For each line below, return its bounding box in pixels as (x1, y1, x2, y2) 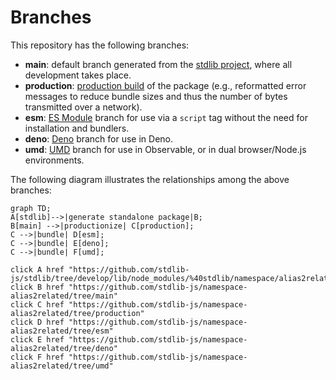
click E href (10, 334, 65, 345)
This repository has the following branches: (10, 39, 190, 51)
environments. (24, 154, 85, 166)
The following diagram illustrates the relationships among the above (10, 173, 290, 185)
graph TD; (10, 203, 52, 213)
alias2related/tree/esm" (10, 326, 114, 336)
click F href (10, 352, 65, 362)
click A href (10, 264, 65, 275)
